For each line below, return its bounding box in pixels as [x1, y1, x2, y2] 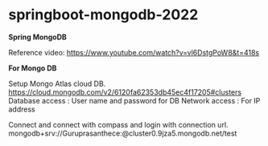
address [8, 104, 35, 114]
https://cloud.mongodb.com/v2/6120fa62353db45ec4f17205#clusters [8, 87, 242, 97]
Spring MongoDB [8, 32, 67, 42]
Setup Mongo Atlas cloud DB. [8, 79, 106, 88]
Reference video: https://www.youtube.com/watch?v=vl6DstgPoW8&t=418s [8, 47, 260, 57]
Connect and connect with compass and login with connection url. [8, 120, 229, 129]
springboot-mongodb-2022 [8, 6, 199, 24]
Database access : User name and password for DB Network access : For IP [8, 95, 261, 105]
